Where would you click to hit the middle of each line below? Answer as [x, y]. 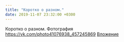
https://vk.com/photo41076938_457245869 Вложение [62, 34]
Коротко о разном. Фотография [39, 28]
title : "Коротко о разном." [35, 10]
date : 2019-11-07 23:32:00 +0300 [40, 14]
